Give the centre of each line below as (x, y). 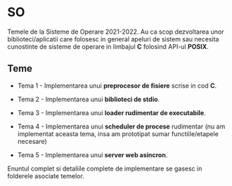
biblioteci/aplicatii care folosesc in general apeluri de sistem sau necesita (113, 39)
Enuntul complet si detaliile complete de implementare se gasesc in (105, 168)
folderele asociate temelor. (46, 175)
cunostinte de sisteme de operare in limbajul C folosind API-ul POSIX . (108, 46)
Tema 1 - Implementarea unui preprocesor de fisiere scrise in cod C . (117, 86)
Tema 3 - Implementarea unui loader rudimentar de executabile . (111, 112)
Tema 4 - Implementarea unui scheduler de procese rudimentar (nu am (121, 126)
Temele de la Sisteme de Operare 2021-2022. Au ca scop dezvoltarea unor (116, 32)
